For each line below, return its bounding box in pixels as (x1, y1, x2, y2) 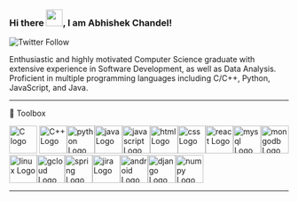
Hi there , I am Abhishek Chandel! (9, 16, 173, 28)
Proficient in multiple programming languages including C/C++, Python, (9, 73, 271, 84)
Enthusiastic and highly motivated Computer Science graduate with (9, 54, 255, 65)
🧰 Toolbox (9, 108, 46, 119)
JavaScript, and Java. (9, 83, 89, 93)
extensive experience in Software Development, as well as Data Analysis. (9, 63, 277, 75)
